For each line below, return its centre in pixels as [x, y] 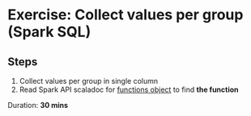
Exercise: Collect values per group [125, 15]
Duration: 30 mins [38, 105]
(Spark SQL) [49, 32]
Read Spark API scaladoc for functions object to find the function [129, 89]
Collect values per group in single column [89, 81]
